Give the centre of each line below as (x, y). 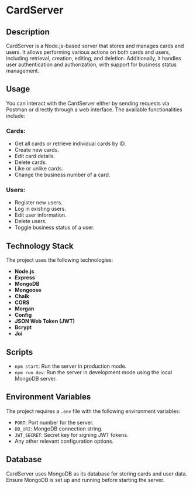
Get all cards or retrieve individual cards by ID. (70, 143)
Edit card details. (35, 156)
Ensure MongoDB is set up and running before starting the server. (85, 480)
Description (28, 32)
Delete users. (30, 221)
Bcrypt (23, 327)
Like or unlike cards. (39, 169)
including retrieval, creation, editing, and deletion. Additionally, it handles (94, 58)
